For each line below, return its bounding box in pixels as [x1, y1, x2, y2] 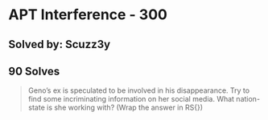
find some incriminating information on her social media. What [27, 94, 235, 104]
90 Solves [8, 64, 60, 78]
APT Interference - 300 [8, 6, 167, 24]
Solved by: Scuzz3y [8, 38, 111, 51]
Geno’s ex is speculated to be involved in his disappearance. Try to [27, 86, 250, 95]
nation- [236, 94, 260, 104]
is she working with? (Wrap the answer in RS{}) [47, 102, 204, 113]
